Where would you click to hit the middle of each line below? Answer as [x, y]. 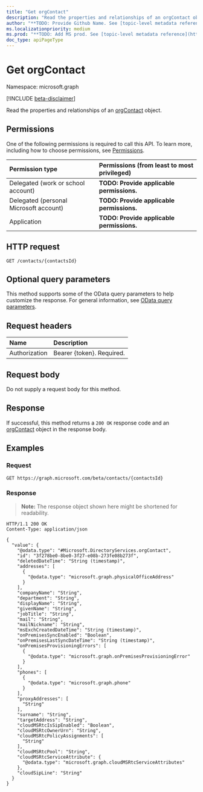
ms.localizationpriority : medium [48, 29]
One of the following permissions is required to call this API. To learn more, [99, 144]
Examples [25, 448]
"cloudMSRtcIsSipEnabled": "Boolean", [66, 725]
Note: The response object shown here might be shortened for [99, 506]
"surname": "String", [44, 714]
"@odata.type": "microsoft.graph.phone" [79, 683]
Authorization [28, 353]
